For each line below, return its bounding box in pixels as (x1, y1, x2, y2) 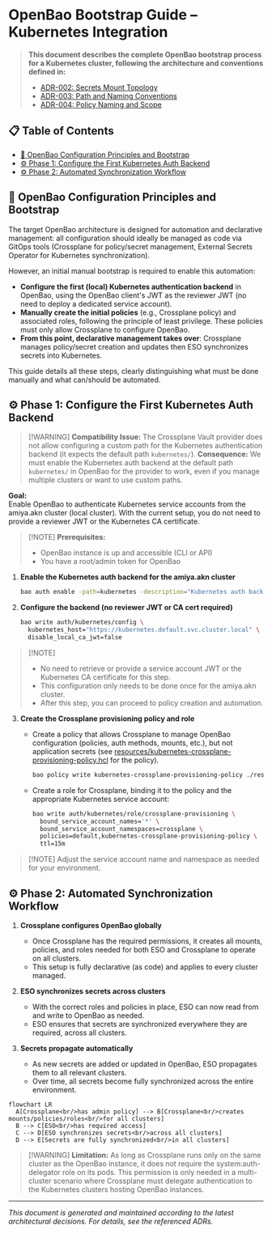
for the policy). (110, 755, 159, 765)
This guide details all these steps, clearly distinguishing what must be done (8, 366, 259, 375)
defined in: (28, 66, 66, 76)
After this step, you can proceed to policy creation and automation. (40, 698, 264, 707)
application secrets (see (32, 746, 113, 756)
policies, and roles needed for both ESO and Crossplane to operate (32, 944, 257, 954)
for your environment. (28, 863, 101, 873)
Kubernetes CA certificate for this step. (40, 672, 172, 681)
